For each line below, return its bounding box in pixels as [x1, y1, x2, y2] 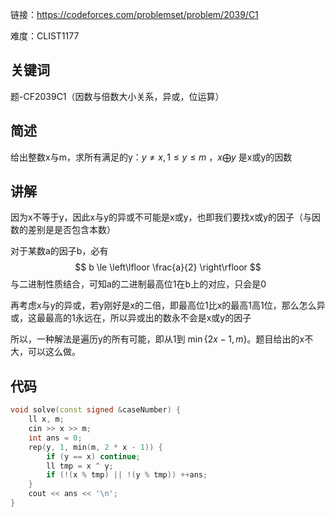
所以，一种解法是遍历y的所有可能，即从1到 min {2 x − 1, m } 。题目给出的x [10, 333, 305, 345]
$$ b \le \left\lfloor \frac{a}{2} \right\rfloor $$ [74, 261, 262, 273]
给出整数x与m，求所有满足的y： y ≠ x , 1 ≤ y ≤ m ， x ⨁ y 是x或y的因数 [10, 151, 293, 163]
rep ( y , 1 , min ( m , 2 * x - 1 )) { [28, 442, 163, 452]
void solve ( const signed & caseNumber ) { [10, 405, 182, 415]
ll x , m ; [28, 414, 65, 425]
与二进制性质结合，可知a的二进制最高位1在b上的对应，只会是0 [10, 278, 267, 290]
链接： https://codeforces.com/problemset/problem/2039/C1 [10, 9, 259, 20]
